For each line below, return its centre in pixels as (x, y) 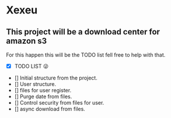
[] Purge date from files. (43, 96)
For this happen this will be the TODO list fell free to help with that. (86, 55)
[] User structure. (35, 84)
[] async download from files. (50, 109)
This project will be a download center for (83, 32)
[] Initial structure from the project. (56, 78)
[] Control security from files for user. (59, 103)
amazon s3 (27, 41)
